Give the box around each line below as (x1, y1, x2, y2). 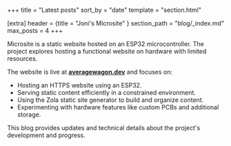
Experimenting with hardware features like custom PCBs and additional (17, 103, 219, 111)
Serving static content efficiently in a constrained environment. (17, 89, 197, 96)
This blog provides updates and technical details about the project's (7, 124, 201, 132)
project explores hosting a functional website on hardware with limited (7, 48, 207, 55)
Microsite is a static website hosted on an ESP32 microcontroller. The (7, 40, 205, 48)
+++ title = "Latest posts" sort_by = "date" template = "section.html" (7, 6, 202, 14)
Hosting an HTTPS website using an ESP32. (17, 81, 142, 89)
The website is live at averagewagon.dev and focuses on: (7, 68, 172, 76)
